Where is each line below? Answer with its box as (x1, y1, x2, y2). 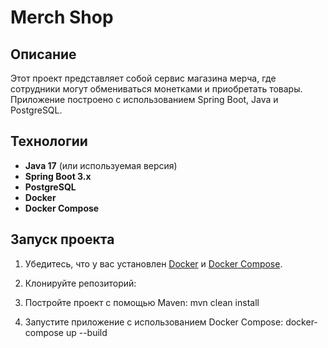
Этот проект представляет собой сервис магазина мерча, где (10, 72, 277, 84)
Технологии (10, 133, 88, 150)
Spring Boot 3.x (24, 170, 92, 182)
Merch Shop (10, 6, 114, 29)
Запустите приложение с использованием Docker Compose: (24, 316, 284, 328)
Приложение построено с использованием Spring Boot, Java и (10, 94, 279, 105)
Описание (10, 46, 77, 63)
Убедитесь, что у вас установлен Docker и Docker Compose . (24, 257, 283, 270)
